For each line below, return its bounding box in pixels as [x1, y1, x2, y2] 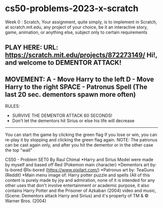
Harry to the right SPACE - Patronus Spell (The [5, 83, 147, 91]
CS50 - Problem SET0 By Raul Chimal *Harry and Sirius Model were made [5, 156, 154, 163]
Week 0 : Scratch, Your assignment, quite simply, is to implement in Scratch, [5, 19, 158, 25]
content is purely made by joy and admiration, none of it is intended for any [5, 177, 155, 183]
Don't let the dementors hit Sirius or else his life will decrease [12, 118, 135, 124]
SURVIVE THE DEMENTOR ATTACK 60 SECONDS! [12, 113, 113, 119]
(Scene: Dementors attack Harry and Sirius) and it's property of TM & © [5, 193, 149, 199]
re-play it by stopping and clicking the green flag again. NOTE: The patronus [5, 137, 158, 143]
